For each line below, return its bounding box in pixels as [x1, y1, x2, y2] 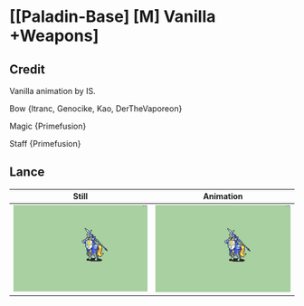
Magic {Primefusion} [9, 120, 87, 131]
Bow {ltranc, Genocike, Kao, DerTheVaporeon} [9, 103, 183, 114]
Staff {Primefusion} [9, 139, 81, 148]
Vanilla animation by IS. [9, 86, 97, 96]
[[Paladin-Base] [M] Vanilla [9, 6, 216, 27]
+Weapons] [9, 25, 100, 46]
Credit [9, 62, 45, 77]
